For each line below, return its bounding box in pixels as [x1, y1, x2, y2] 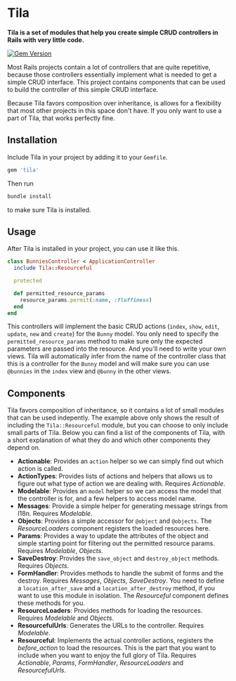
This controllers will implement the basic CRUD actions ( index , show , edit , [7, 322, 220, 331]
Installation [7, 134, 58, 146]
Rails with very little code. [7, 35, 84, 44]
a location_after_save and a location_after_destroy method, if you [17, 584, 216, 592]
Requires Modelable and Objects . [17, 614, 114, 623]
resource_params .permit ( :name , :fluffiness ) [20, 297, 152, 304]
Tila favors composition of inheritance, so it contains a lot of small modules [7, 406, 225, 415]
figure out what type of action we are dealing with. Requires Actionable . [17, 479, 226, 488]
